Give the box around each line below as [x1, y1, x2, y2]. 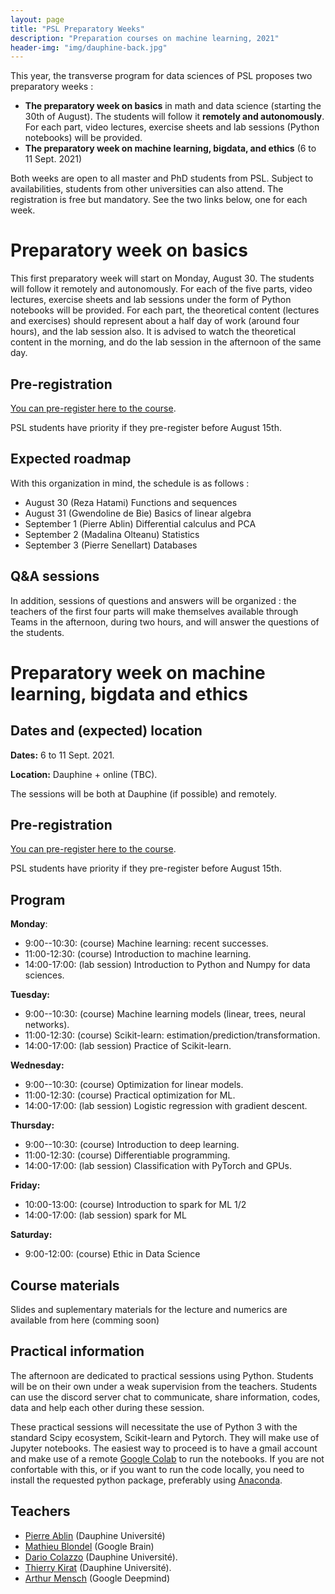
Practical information [10, 1343, 145, 1360]
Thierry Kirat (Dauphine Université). [24, 1561, 172, 1573]
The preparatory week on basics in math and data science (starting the [24, 100, 322, 112]
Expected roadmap [10, 451, 132, 468]
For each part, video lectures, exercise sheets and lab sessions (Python [24, 121, 320, 133]
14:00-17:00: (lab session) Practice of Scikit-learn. [24, 1040, 232, 1052]
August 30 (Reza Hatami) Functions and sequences [24, 496, 238, 508]
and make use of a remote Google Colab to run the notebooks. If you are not [10, 1452, 325, 1465]
